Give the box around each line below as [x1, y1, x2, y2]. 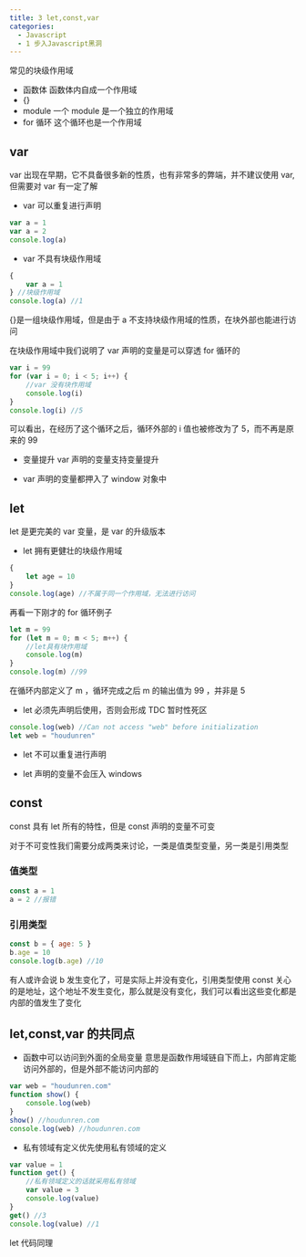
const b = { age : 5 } [9, 939, 92, 948]
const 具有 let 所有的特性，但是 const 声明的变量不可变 [9, 821, 216, 832]
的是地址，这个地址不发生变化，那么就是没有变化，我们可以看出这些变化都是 [9, 985, 297, 996]
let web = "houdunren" [9, 731, 96, 740]
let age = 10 [25, 572, 76, 581]
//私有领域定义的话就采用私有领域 [25, 1177, 137, 1187]
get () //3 [9, 1210, 47, 1220]
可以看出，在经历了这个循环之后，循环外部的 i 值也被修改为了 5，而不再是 [9, 424, 287, 435]
